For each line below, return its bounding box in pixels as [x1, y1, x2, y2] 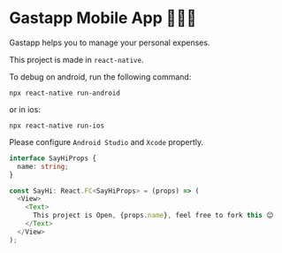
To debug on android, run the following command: [9, 71, 192, 82]
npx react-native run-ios [9, 121, 104, 130]
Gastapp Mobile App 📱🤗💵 [9, 8, 197, 28]
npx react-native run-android [9, 88, 121, 97]
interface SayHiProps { [9, 154, 97, 163]
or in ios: [9, 103, 42, 114]
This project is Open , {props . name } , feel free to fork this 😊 [32, 211, 274, 220]
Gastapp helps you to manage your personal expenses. [9, 37, 210, 48]
